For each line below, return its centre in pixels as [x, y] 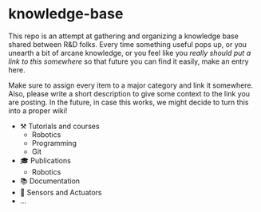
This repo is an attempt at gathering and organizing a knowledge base [124, 36]
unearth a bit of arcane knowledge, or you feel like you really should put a [130, 53]
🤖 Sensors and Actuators [61, 192]
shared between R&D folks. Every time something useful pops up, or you [128, 44]
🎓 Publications [45, 160]
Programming [54, 143]
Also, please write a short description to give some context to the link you [129, 93]
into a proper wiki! [38, 110]
